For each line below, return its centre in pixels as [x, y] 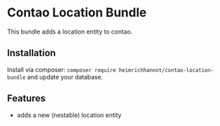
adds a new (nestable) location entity [69, 115]
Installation [31, 53]
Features [26, 98]
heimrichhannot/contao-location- [166, 70]
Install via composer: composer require [61, 69]
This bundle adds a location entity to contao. [70, 32]
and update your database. [65, 77]
